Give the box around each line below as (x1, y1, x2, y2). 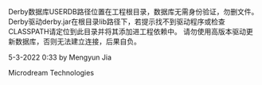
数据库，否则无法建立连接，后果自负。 (14, 37, 141, 46)
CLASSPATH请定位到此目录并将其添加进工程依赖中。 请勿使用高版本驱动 (8, 27, 247, 36)
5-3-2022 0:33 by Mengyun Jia (8, 52, 112, 62)
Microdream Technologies (8, 68, 94, 77)
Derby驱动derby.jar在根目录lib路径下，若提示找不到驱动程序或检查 (8, 17, 225, 26)
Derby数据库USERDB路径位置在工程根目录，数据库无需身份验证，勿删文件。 (8, 7, 259, 16)
